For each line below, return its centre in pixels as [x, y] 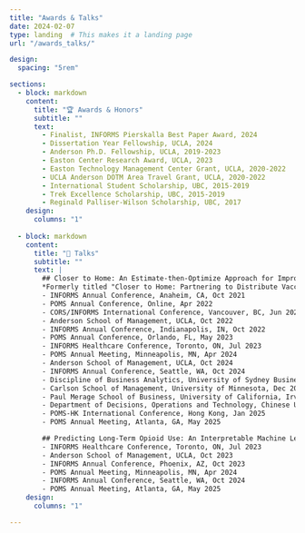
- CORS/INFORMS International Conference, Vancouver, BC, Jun [162, 312]
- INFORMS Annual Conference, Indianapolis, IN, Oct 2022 [154, 329]
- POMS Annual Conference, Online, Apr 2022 [128, 304]
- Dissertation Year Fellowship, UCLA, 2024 [128, 143]
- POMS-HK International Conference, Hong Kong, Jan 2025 [154, 414]
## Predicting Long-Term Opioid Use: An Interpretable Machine [164, 439]
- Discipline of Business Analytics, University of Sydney [156, 380]
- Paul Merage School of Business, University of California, [162, 397]
